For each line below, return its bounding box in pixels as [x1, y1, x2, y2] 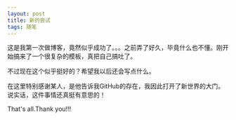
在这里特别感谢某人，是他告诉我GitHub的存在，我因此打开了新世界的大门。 [7, 82, 225, 91]
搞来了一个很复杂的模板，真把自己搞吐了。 [13, 52, 137, 60]
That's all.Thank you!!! [7, 105, 72, 113]
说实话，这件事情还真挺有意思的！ [7, 91, 106, 99]
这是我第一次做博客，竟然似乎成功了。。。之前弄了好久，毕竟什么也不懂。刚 [7, 44, 223, 52]
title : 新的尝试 [7, 17, 51, 24]
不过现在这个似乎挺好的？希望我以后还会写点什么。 [7, 67, 155, 76]
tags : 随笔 [7, 23, 37, 30]
